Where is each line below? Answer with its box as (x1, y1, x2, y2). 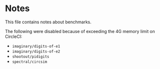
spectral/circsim (12, 59, 48, 64)
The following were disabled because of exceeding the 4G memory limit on (5, 28, 155, 34)
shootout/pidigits (12, 54, 49, 59)
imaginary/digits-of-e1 (12, 44, 61, 49)
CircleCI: (5, 34, 23, 39)
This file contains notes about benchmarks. (5, 19, 92, 25)
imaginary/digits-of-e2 (12, 49, 61, 54)
